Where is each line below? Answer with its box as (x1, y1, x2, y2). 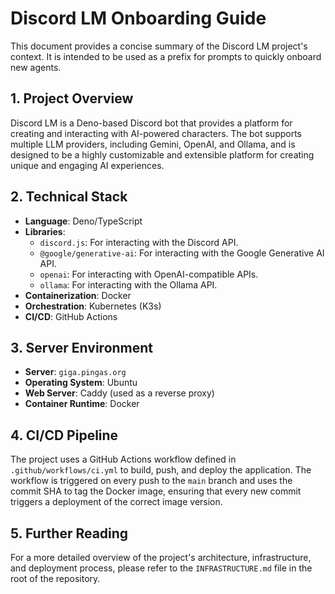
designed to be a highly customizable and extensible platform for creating (10, 148, 315, 161)
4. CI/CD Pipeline (10, 427, 119, 444)
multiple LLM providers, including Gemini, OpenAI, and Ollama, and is (10, 138, 296, 150)
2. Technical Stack (10, 188, 128, 206)
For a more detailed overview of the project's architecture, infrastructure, (10, 552, 312, 563)
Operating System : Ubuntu (24, 377, 138, 389)
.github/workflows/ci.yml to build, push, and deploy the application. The (10, 464, 312, 476)
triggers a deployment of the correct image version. (10, 496, 223, 508)
